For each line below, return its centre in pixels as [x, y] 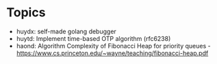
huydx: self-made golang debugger [66, 31]
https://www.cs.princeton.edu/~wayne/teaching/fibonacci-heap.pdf [112, 53]
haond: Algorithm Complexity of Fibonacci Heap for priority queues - [113, 46]
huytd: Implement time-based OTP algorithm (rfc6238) [93, 38]
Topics [26, 13]
